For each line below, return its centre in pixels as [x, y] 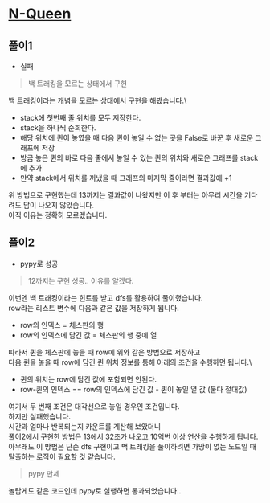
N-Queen [40, 14]
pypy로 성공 [39, 264]
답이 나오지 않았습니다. [59, 205]
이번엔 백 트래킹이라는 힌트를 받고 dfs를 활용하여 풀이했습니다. [106, 297]
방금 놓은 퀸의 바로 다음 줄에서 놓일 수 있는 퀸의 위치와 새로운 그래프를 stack [139, 158]
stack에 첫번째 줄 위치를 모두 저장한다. [80, 118]
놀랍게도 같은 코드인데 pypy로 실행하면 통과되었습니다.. [95, 490]
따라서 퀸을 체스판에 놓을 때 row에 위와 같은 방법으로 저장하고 [104, 352]
